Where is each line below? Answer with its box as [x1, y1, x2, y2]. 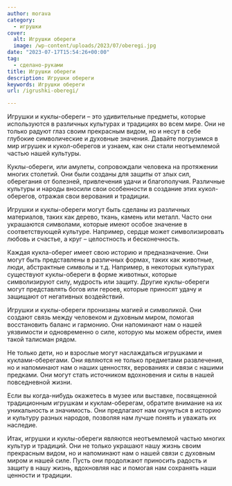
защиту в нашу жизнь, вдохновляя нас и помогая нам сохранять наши [7, 464, 217, 472]
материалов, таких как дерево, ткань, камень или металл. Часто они [7, 213, 213, 222]
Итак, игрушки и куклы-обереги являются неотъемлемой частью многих [7, 434, 226, 443]
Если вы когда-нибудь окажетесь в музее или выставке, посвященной [7, 392, 217, 400]
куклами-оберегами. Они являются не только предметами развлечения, [7, 356, 224, 364]
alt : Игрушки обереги [13, 36, 76, 43]
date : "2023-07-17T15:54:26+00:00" [7, 49, 110, 56]
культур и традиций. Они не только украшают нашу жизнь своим [7, 442, 202, 450]
